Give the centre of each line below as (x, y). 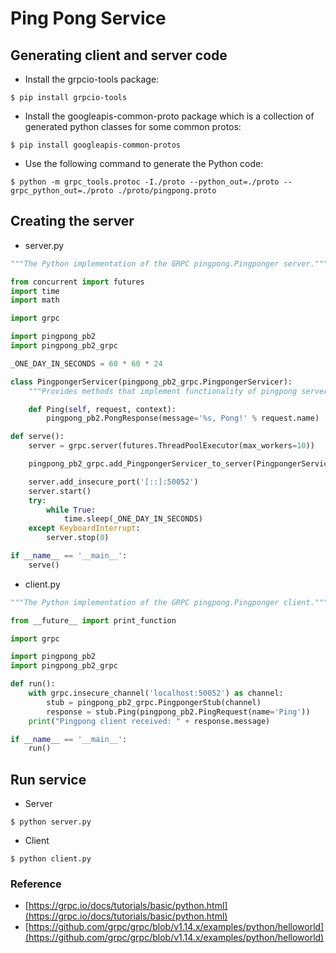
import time (35, 291)
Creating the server (72, 221)
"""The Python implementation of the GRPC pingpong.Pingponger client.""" (169, 602)
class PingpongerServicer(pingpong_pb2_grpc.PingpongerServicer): (151, 382)
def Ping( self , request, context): (102, 409)
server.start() (60, 491)
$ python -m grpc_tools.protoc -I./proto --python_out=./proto (145, 182)
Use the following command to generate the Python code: (144, 163)
